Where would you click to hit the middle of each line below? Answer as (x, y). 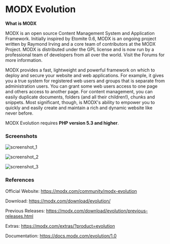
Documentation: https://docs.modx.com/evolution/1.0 (61, 236)
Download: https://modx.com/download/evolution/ (58, 201)
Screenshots (21, 136)
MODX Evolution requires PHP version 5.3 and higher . (62, 123)
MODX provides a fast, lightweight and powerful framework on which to (80, 70)
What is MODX (21, 23)
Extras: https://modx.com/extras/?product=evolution (60, 226)
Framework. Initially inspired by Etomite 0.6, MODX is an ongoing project (81, 39)
